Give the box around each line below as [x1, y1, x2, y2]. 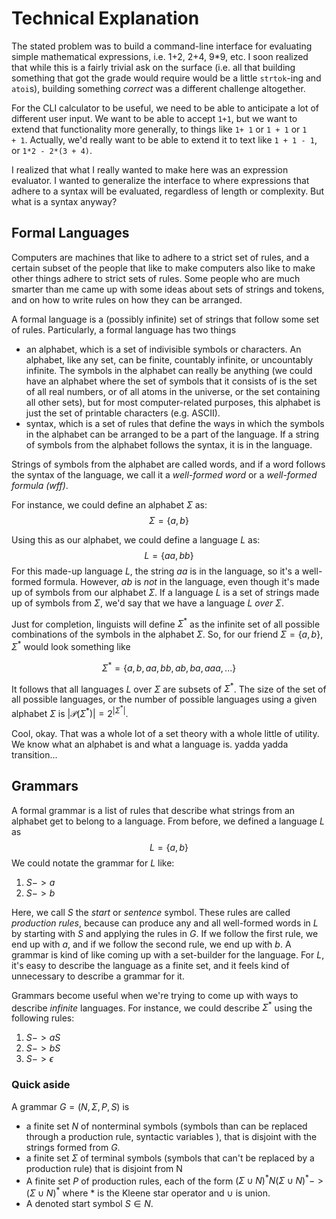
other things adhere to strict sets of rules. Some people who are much [11, 272, 301, 284]
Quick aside [11, 1078, 71, 1092]
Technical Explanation [11, 7, 200, 30]
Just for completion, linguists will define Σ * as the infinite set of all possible [11, 616, 321, 630]
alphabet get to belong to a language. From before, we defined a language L [11, 815, 325, 827]
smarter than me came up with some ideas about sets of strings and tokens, [11, 283, 325, 295]
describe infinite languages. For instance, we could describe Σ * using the [11, 1000, 313, 1014]
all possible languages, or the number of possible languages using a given [11, 693, 318, 706]
